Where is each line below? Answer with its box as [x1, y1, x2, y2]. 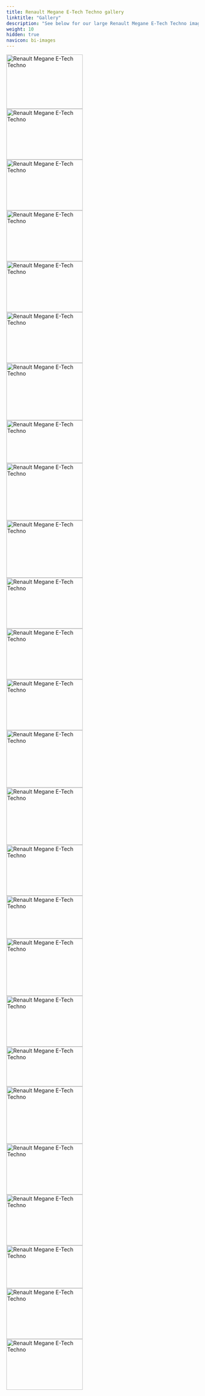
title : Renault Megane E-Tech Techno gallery [6, 9, 124, 15]
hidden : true [6, 32, 40, 38]
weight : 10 [6, 26, 34, 32]
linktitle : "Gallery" [6, 15, 62, 21]
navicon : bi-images [6, 37, 56, 43]
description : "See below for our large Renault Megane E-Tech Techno [6, 20, 187, 26]
